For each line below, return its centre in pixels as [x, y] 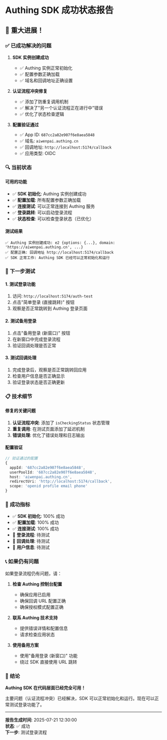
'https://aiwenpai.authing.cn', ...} [44, 247]
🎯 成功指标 [18, 504]
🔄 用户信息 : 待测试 [31, 547]
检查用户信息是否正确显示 [39, 376]
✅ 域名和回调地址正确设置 [46, 80]
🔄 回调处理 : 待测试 [31, 541]
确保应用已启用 [35, 594]
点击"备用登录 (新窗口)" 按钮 [41, 333]
